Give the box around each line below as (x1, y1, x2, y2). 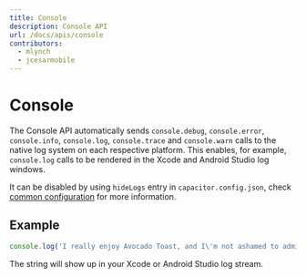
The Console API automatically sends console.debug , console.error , (9, 125, 265, 136)
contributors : (9, 38, 64, 48)
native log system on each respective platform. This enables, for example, (9, 144, 287, 155)
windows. (9, 163, 46, 174)
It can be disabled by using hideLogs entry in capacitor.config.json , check (9, 181, 291, 192)
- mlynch (17, 47, 51, 57)
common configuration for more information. (9, 190, 177, 201)
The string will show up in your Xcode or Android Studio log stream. (9, 258, 264, 269)
